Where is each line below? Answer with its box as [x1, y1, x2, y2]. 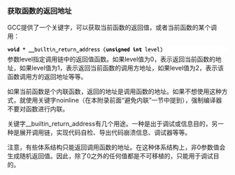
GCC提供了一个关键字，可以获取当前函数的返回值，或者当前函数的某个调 [7, 23, 217, 32]
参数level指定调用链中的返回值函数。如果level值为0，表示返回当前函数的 [7, 55, 215, 63]
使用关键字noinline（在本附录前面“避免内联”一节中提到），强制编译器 [25, 96, 222, 105]
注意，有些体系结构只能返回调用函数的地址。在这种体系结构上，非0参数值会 [7, 143, 226, 151]
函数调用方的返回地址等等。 [7, 73, 87, 81]
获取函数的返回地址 [7, 6, 72, 15]
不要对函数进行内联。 [7, 105, 69, 113]
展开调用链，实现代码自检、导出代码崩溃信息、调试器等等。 [19, 128, 191, 137]
